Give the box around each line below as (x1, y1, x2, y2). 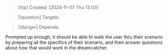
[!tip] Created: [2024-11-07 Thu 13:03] (17, 5, 99, 10)
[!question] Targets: (17, 14, 60, 20)
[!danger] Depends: (17, 24, 60, 30)
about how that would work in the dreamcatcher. (5, 45, 108, 50)
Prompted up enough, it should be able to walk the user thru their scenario (5, 34, 163, 40)
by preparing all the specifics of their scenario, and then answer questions (5, 39, 163, 45)
